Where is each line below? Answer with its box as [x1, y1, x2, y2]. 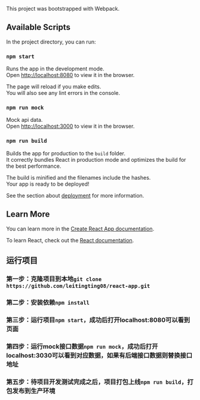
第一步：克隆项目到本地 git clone [6, 275, 102, 283]
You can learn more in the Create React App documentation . [6, 225, 155, 232]
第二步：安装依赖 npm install [6, 298, 90, 306]
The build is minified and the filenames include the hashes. [6, 174, 151, 181]
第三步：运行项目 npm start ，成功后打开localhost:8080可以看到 [6, 316, 190, 324]
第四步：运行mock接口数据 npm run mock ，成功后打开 [6, 342, 158, 350]
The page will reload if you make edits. [6, 83, 101, 90]
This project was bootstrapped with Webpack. [6, 5, 120, 12]
